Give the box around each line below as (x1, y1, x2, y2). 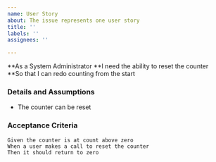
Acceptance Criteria (7, 120, 78, 130)
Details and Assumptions (7, 87, 95, 97)
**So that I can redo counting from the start (7, 70, 136, 78)
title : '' (7, 23, 37, 30)
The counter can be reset (17, 103, 91, 111)
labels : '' (7, 30, 39, 37)
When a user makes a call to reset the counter (7, 142, 150, 150)
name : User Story (7, 10, 58, 18)
